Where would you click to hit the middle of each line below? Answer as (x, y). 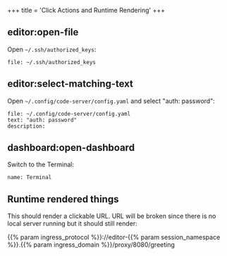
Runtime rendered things (63, 199)
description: (26, 126)
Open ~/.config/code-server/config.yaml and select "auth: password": (111, 101)
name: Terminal (30, 178)
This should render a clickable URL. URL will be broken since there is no (112, 216)
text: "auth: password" (42, 120)
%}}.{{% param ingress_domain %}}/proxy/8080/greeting (91, 245)
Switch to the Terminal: (41, 164)
